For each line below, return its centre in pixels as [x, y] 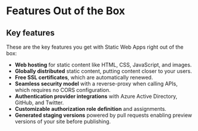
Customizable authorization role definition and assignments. [90, 109]
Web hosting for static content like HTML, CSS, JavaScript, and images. [103, 65]
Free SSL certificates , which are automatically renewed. [84, 77]
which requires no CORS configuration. [63, 90]
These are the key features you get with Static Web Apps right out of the [95, 47]
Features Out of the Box [66, 11]
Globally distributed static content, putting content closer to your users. [103, 71]
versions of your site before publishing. [63, 122]
